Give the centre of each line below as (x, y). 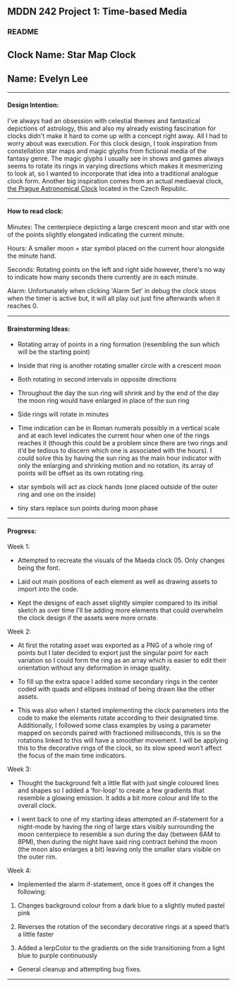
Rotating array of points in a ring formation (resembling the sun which (119, 344)
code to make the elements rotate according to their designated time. (118, 718)
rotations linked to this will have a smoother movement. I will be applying (123, 741)
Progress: (22, 531)
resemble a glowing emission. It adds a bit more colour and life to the (118, 798)
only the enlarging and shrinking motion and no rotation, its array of (115, 466)
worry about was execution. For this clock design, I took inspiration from (112, 143)
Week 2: (19, 632)
